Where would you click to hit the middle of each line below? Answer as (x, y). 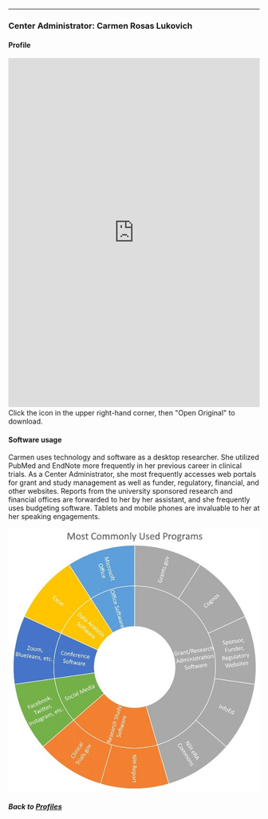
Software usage (35, 439)
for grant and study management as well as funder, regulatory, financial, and (134, 482)
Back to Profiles (35, 807)
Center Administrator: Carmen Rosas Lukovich (100, 26)
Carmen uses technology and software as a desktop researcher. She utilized (134, 457)
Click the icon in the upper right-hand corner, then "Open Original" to (122, 413)
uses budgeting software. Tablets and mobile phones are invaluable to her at (134, 508)
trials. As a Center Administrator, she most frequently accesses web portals (132, 474)
